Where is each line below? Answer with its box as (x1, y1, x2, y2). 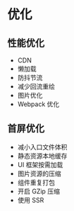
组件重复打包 (17, 178, 55, 186)
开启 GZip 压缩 (17, 187, 60, 195)
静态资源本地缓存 (17, 152, 68, 160)
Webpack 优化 (17, 100, 60, 108)
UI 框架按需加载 (17, 160, 63, 169)
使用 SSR (17, 195, 44, 204)
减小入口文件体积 (17, 142, 68, 151)
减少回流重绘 (17, 82, 55, 91)
